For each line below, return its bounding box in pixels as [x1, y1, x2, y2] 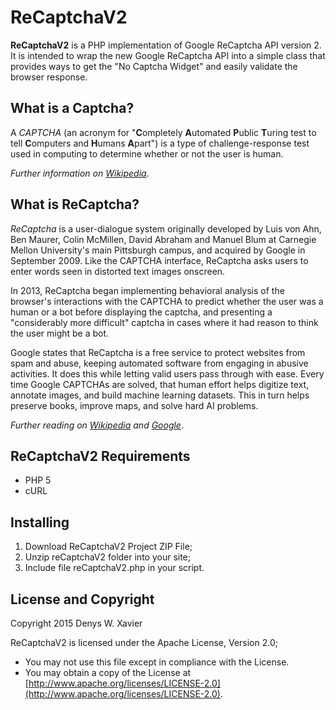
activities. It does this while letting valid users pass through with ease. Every [10, 367, 325, 380]
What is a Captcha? [10, 100, 135, 117]
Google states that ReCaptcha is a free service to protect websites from [10, 346, 306, 358]
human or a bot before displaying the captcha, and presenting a [10, 306, 273, 318]
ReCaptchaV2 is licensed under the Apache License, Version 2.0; [10, 637, 278, 648]
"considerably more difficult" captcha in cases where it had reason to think [10, 316, 319, 328]
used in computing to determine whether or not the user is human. [10, 147, 284, 160]
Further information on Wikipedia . [10, 167, 150, 179]
